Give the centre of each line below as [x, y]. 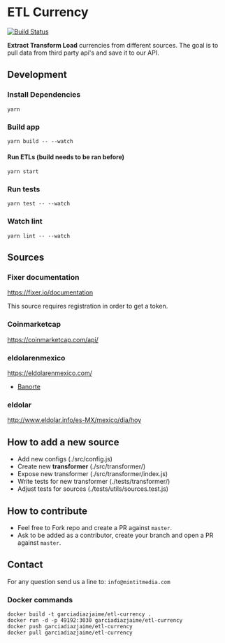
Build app [24, 127]
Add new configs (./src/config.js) [65, 459]
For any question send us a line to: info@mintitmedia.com [89, 581]
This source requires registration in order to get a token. [88, 306]
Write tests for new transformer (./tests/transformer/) [94, 482]
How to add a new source [63, 442]
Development [37, 75]
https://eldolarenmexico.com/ [50, 373]
